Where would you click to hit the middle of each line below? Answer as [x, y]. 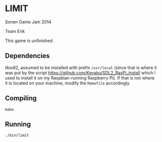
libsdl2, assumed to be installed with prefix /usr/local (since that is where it [81, 67]
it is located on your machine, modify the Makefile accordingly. [68, 83]
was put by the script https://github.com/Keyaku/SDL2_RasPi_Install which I [80, 73]
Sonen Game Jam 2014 [28, 22]
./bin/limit [17, 135]
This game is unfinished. [29, 40]
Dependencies [27, 56]
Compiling [21, 98]
